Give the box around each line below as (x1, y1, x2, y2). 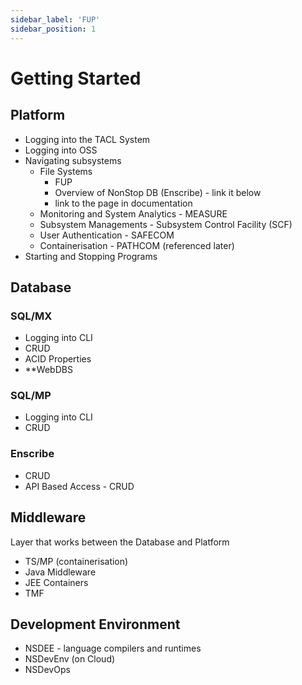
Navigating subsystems (24, 154, 122, 166)
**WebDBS (24, 364, 73, 376)
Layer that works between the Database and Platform (10, 536, 230, 548)
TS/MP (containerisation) (24, 555, 129, 567)
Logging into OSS (24, 144, 98, 156)
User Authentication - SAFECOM (39, 229, 175, 241)
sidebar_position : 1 (10, 24, 97, 34)
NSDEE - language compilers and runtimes (24, 642, 202, 655)
